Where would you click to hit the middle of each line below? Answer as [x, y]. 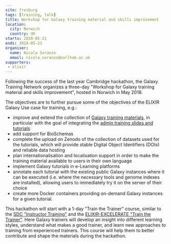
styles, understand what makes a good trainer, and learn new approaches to [86, 225]
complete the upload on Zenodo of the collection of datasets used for [86, 139]
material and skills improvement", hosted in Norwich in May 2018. [74, 92]
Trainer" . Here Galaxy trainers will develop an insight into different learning [84, 219]
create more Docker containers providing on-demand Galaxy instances [88, 193]
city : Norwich [25, 29]
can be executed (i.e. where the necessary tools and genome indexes [86, 177]
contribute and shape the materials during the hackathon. [66, 236]
